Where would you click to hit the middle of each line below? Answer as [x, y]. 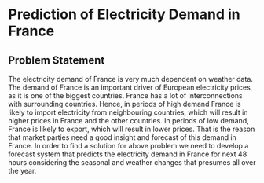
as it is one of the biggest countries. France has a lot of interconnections [125, 95]
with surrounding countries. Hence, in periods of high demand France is [125, 104]
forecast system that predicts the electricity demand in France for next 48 [128, 154]
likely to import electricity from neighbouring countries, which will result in [128, 112]
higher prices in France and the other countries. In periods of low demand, [128, 121]
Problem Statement [57, 60]
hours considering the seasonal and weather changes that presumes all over [132, 162]
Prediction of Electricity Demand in [125, 15]
